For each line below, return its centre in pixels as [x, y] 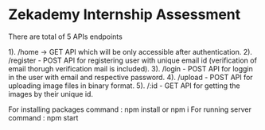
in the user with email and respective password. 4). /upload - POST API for [131, 77]
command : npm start [43, 117]
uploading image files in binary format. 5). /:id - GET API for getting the [124, 86]
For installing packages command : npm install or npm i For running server [130, 109]
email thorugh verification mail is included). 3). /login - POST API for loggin [131, 68]
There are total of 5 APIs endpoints [66, 36]
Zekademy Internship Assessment [125, 15]
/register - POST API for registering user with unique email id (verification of [132, 60]
